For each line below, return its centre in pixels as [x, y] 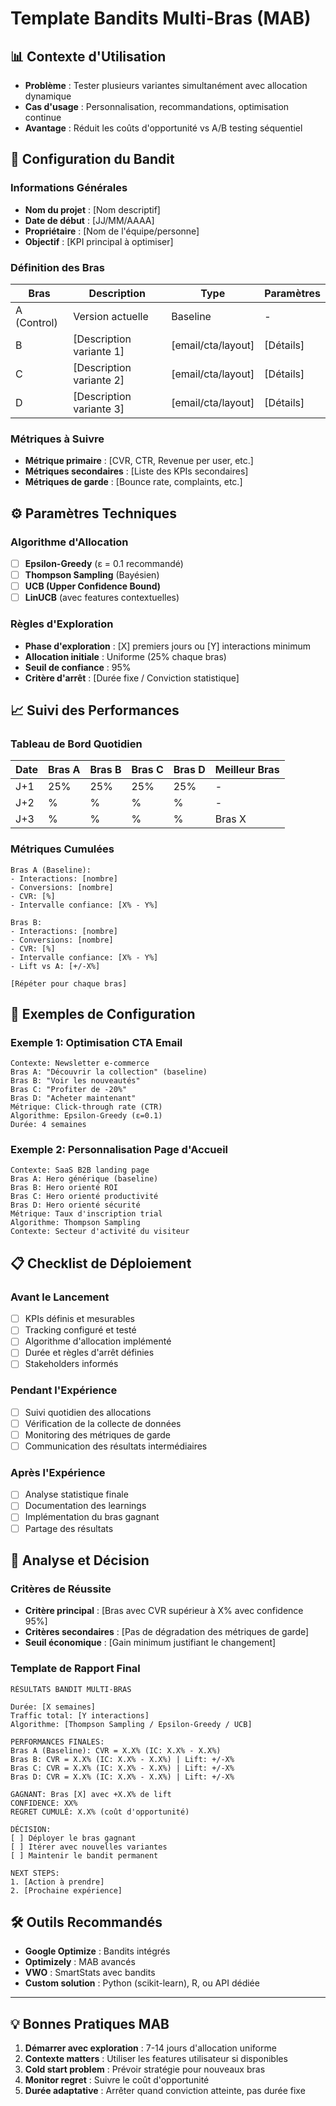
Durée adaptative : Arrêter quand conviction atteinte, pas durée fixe [165, 2091]
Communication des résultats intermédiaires [116, 1446]
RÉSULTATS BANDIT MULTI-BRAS [71, 1689]
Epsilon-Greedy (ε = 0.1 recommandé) [104, 563]
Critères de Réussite [61, 1589]
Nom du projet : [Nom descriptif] [92, 209]
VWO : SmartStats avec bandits [90, 1973]
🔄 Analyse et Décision [80, 1560]
